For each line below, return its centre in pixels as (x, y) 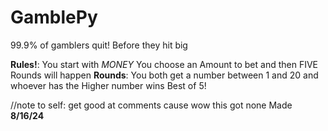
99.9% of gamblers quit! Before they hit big (99, 45)
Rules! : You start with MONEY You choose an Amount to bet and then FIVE (164, 64)
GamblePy (54, 17)
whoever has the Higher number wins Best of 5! (108, 85)
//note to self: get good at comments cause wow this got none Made (151, 105)
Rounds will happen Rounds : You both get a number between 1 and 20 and (164, 75)
